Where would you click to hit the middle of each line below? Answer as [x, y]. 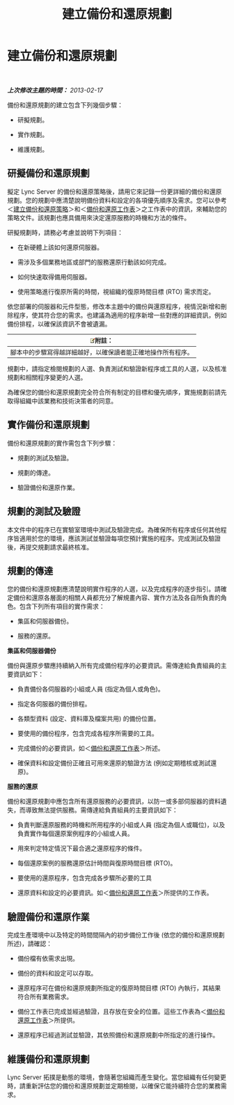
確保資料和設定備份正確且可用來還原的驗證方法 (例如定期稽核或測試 [114, 763]
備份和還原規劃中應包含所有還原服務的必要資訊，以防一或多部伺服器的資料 [114, 801]
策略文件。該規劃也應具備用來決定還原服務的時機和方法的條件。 [99, 217]
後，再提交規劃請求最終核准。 [50, 547]
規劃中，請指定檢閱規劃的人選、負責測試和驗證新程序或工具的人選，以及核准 [117, 369]
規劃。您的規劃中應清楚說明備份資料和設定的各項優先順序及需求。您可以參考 [117, 200]
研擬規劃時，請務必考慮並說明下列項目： [65, 232]
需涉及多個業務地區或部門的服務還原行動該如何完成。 [94, 262]
